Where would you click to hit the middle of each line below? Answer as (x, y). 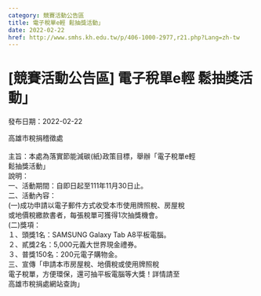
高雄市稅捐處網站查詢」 (46, 284)
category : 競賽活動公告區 (46, 15)
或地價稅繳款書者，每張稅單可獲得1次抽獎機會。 (85, 215)
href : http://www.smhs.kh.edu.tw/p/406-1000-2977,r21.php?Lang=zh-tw (124, 37)
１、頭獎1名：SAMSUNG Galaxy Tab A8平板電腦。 (89, 235)
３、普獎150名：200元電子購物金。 (65, 254)
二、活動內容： (32, 196)
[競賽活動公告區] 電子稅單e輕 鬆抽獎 (124, 79)
